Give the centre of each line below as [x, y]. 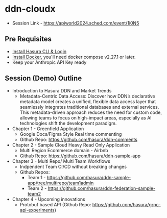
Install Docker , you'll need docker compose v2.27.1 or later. [74, 57]
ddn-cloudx [30, 9]
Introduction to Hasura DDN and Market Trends [62, 90]
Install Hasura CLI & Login [39, 51]
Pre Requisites [28, 39]
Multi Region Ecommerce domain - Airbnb [64, 150]
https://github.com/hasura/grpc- [127, 204]
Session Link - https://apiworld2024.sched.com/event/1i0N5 [76, 23]
